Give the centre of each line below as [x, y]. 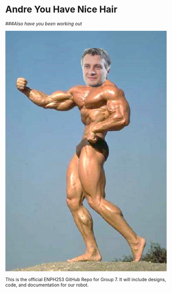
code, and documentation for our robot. [47, 285]
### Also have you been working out [44, 24]
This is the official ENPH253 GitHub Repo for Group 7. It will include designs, [86, 280]
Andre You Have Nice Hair [61, 9]
